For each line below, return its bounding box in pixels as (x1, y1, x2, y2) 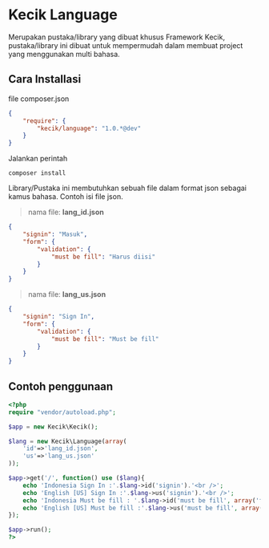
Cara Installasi (8, 72, 82, 86)
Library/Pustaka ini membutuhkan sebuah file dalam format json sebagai (8, 183, 247, 193)
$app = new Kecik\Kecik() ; (8, 423, 98, 431)
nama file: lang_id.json (27, 207, 104, 217)
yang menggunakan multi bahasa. (8, 49, 120, 59)
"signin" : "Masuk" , (22, 230, 88, 238)
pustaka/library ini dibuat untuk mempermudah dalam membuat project (8, 40, 243, 50)
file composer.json (8, 94, 70, 104)
